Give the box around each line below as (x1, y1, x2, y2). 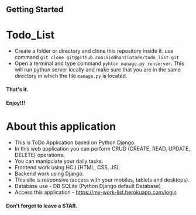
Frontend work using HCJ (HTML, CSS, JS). (14, 164, 121, 171)
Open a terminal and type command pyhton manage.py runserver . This (14, 60, 184, 67)
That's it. (6, 86, 29, 93)
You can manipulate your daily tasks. (14, 158, 104, 165)
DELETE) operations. (14, 152, 65, 159)
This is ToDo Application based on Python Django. (14, 139, 136, 146)
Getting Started (6, 5, 64, 15)
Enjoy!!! (6, 99, 25, 106)
